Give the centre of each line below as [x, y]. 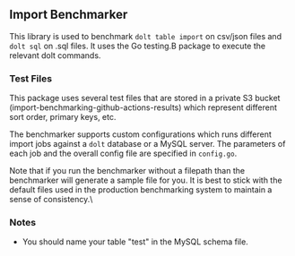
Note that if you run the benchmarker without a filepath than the [127, 171]
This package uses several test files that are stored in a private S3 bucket [145, 98]
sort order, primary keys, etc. [63, 117]
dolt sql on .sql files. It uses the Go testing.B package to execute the [138, 46]
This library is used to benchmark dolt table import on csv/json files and [146, 36]
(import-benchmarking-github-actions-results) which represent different [143, 107]
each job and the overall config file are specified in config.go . [123, 154]
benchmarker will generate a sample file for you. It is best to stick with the [146, 180]
